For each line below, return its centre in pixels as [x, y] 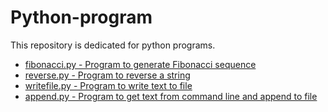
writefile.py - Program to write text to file [108, 85]
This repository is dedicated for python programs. [113, 45]
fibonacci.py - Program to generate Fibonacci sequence [140, 64]
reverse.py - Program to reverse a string [107, 75]
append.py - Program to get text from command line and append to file [171, 96]
